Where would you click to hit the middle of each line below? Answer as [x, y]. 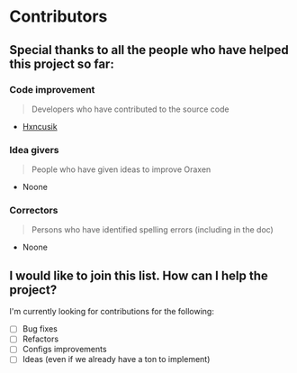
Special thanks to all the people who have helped [149, 50]
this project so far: [62, 64]
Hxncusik [40, 126]
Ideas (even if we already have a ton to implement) [116, 359]
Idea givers [35, 150]
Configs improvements [64, 350]
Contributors [58, 17]
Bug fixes [40, 329]
